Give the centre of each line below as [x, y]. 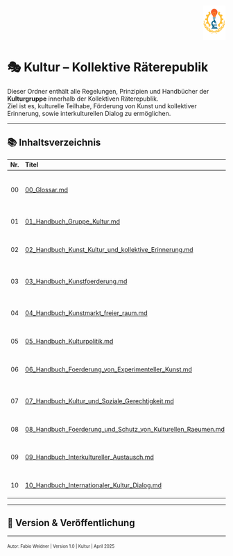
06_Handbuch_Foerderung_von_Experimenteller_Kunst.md [109, 369]
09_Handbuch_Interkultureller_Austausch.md [89, 457]
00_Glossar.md [46, 189]
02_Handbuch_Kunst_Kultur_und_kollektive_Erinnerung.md [109, 249]
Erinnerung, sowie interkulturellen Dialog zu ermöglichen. [89, 113]
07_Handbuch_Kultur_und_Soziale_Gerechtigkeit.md [100, 401]
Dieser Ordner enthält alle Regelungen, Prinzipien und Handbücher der [108, 91]
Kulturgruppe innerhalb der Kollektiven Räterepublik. [83, 99]
